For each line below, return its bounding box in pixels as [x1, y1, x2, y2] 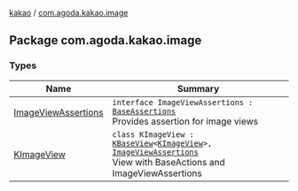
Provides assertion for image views [112, 115, 259, 127]
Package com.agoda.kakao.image [9, 33, 202, 48]
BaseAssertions [112, 106, 176, 116]
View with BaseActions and [112, 156, 226, 168]
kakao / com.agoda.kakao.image [9, 8, 129, 18]
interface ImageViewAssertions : [112, 97, 254, 107]
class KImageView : [112, 129, 195, 140]
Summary [176, 82, 220, 95]
